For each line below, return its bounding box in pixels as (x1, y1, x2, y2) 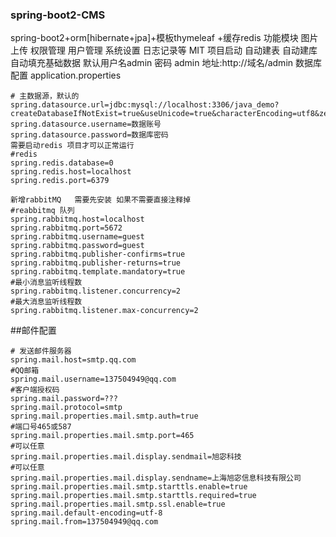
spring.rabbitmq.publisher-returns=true (10, 258, 182, 268)
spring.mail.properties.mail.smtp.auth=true (10, 411, 199, 422)
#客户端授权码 (10, 385, 60, 395)
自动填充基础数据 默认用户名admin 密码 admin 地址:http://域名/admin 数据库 (10, 57, 322, 69)
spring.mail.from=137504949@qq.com (10, 517, 159, 527)
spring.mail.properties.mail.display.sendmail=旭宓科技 (10, 452, 242, 462)
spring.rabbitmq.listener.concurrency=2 (10, 286, 182, 297)
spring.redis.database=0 (10, 158, 114, 168)
